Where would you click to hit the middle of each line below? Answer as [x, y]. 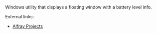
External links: [20, 17]
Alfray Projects [28, 26]
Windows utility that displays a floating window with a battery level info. [78, 7]
